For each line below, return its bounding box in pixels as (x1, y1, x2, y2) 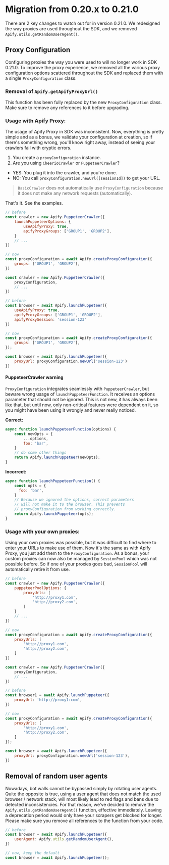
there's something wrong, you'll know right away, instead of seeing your (5, 139, 155, 146)
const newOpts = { (14, 431, 53, 437)
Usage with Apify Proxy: (5, 117, 66, 124)
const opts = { (14, 483, 46, 488)
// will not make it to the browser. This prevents (14, 502, 125, 507)
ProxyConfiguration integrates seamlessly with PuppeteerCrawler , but (5, 386, 149, 392)
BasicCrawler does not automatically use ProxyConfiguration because (17, 185, 163, 191)
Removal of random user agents (5, 772, 108, 781)
